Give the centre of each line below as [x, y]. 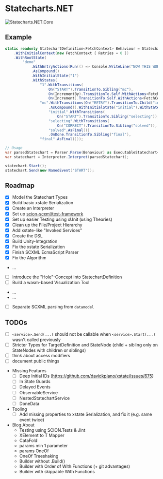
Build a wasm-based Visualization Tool [51, 283]
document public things [36, 361]
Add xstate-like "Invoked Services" [47, 230]
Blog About [23, 425]
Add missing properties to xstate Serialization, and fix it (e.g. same [86, 414]
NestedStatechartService [45, 398]
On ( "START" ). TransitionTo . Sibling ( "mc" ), [91, 89]
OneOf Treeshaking [39, 456]
